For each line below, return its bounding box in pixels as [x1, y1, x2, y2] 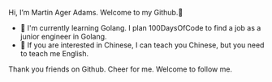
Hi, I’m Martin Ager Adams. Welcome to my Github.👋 [8, 8, 183, 17]
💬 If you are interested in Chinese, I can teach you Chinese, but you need [19, 40, 265, 50]
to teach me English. [19, 49, 89, 58]
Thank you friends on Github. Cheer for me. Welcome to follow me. [8, 64, 233, 74]
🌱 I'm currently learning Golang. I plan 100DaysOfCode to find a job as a [19, 23, 261, 32]
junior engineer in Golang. [19, 32, 107, 41]
